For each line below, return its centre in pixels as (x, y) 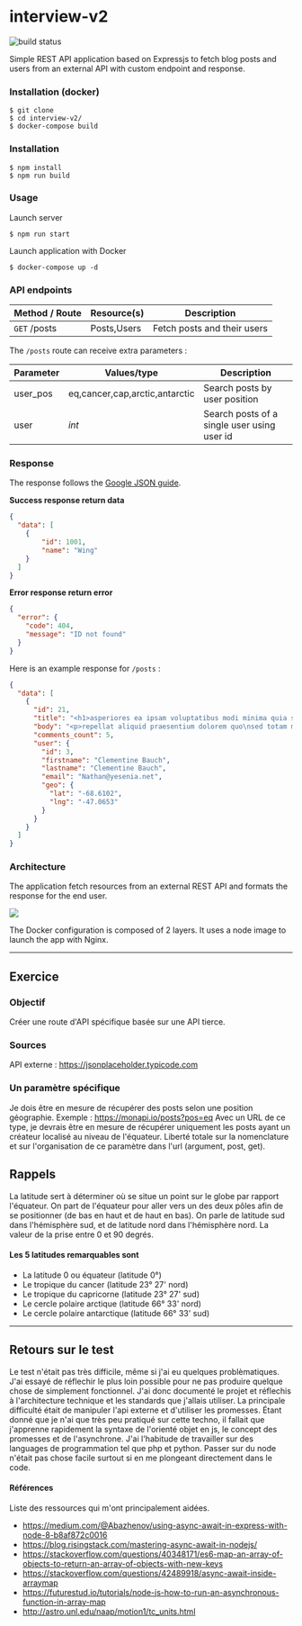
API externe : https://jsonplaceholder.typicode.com (104, 1065)
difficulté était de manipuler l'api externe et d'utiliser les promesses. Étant (146, 1410)
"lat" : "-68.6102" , (86, 794)
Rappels (33, 1174)
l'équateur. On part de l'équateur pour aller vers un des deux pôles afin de (147, 1206)
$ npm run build (40, 176)
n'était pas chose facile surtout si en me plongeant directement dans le (141, 1458)
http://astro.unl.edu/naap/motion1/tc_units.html (109, 1611)
